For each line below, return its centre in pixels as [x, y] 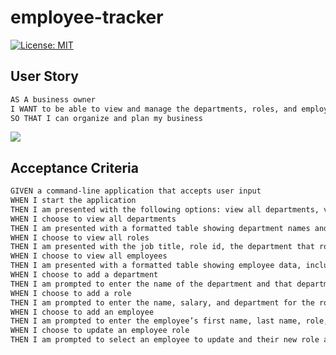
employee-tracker [87, 17]
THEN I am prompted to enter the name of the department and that [151, 284]
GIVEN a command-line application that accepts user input [136, 191]
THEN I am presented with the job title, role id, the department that [162, 247]
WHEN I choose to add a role [71, 293]
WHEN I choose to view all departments [93, 219]
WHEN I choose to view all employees [89, 256]
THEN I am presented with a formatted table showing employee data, [156, 266]
